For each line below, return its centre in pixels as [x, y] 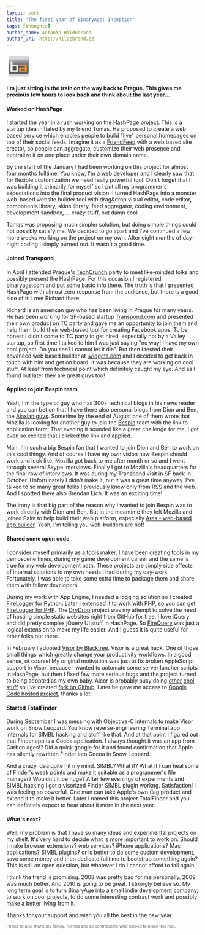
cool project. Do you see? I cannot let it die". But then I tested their [90, 349]
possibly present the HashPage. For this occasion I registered [84, 278]
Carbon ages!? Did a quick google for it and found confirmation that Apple [100, 748]
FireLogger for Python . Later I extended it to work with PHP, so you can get [101, 603]
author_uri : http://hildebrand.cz [50, 39]
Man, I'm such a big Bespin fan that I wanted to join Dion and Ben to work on [103, 447]
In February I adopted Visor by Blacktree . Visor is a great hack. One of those [102, 647]
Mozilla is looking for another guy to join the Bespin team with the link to [97, 422]
